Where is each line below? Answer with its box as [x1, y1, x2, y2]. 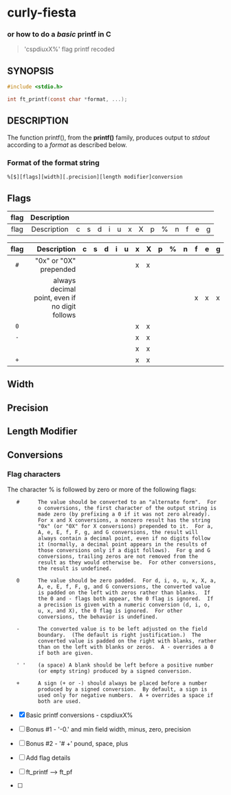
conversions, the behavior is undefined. [37, 613, 158, 620]
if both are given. [37, 649, 94, 656]
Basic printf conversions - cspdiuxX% [25, 711, 133, 719]
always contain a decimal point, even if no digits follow [37, 535, 211, 542]
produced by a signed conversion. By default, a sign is [37, 685, 208, 693]
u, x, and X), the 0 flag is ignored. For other [37, 607, 184, 614]
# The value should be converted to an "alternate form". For [16, 498, 217, 505]
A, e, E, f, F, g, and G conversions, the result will [37, 529, 198, 536]
